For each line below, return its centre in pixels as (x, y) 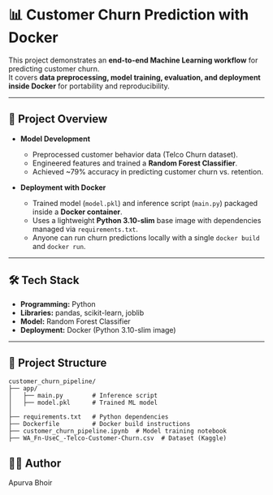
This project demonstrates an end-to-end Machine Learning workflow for (133, 60)
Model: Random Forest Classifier (76, 321)
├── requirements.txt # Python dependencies (89, 417)
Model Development (55, 139)
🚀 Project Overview (58, 119)
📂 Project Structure (58, 362)
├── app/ (23, 389)
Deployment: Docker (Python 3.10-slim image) (98, 329)
